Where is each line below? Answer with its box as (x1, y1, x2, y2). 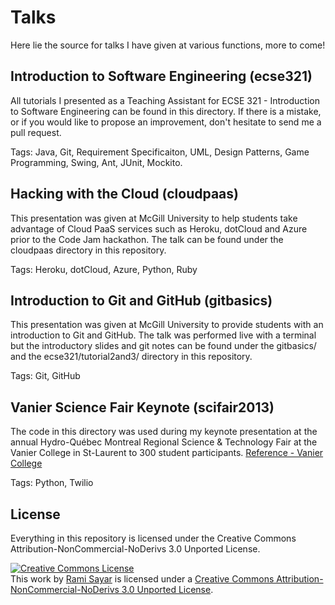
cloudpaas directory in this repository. (10, 244, 167, 256)
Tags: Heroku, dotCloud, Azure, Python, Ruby (10, 263, 198, 275)
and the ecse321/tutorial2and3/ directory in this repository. (10, 351, 253, 363)
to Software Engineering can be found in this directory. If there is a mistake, (10, 105, 322, 117)
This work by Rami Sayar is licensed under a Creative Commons (10, 573, 275, 585)
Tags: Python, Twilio (10, 477, 94, 489)
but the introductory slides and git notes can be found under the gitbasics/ (10, 340, 317, 352)
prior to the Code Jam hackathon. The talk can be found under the (10, 233, 284, 245)
